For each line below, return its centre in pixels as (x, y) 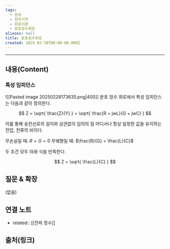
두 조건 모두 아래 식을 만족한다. (36, 152)
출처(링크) (20, 240)
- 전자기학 (19, 19)
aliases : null (20, 33)
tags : (11, 10)
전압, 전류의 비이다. (24, 130)
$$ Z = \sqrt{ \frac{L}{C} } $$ (85, 162)
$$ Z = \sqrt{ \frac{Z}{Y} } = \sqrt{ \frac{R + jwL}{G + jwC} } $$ (85, 113)
